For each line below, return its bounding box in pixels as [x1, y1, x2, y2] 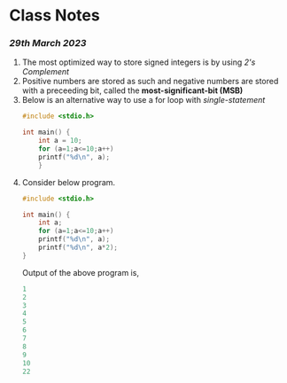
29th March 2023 [9, 37, 87, 50]
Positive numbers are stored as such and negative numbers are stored [21, 76, 279, 87]
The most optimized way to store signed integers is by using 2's [21, 57, 256, 67]
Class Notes [9, 5, 100, 26]
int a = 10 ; [38, 137, 82, 145]
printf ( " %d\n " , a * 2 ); [38, 243, 118, 253]
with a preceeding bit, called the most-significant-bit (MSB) [21, 85, 244, 96]
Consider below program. [21, 176, 116, 187]
